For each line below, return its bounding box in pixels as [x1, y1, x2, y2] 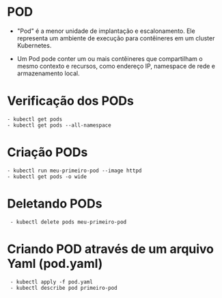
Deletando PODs [7, 196, 102, 211]
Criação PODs [7, 145, 88, 160]
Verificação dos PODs [7, 93, 135, 109]
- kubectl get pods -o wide [7, 173, 87, 180]
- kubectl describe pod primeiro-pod [10, 284, 117, 291]
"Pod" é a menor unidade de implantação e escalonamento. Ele [16, 27, 196, 35]
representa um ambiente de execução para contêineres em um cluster [16, 34, 215, 42]
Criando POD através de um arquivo [7, 241, 214, 257]
